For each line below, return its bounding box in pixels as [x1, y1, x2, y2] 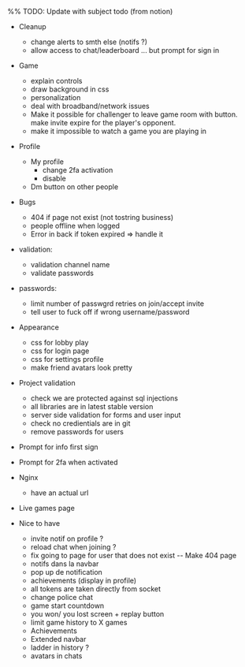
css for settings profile [30, 355, 104, 363]
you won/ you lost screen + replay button [30, 609, 165, 618]
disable [42, 173, 66, 183]
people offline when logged [30, 221, 120, 230]
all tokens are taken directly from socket [30, 584, 161, 594]
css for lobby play [30, 338, 89, 347]
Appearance [18, 322, 60, 332]
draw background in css [30, 84, 110, 94]
